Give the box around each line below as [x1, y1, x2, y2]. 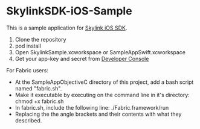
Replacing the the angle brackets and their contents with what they [15, 110, 182, 118]
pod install [15, 42, 41, 49]
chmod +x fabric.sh [15, 98, 64, 105]
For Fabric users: [6, 66, 48, 74]
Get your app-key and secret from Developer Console [15, 55, 149, 62]
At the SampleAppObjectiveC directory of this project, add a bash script [15, 78, 194, 86]
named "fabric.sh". [15, 84, 62, 92]
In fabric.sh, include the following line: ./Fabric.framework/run [15, 104, 169, 111]
